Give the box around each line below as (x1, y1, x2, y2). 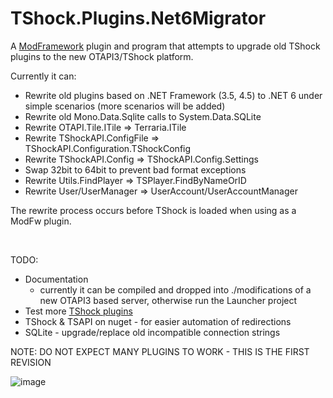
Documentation (24, 273, 89, 285)
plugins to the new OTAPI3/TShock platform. (10, 50, 194, 62)
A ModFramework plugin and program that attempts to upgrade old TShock (10, 40, 321, 52)
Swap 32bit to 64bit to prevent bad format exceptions (24, 163, 247, 176)
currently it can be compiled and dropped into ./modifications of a (39, 283, 312, 296)
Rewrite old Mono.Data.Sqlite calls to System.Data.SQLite (24, 110, 262, 122)
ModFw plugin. (10, 215, 72, 227)
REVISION (10, 356, 52, 368)
